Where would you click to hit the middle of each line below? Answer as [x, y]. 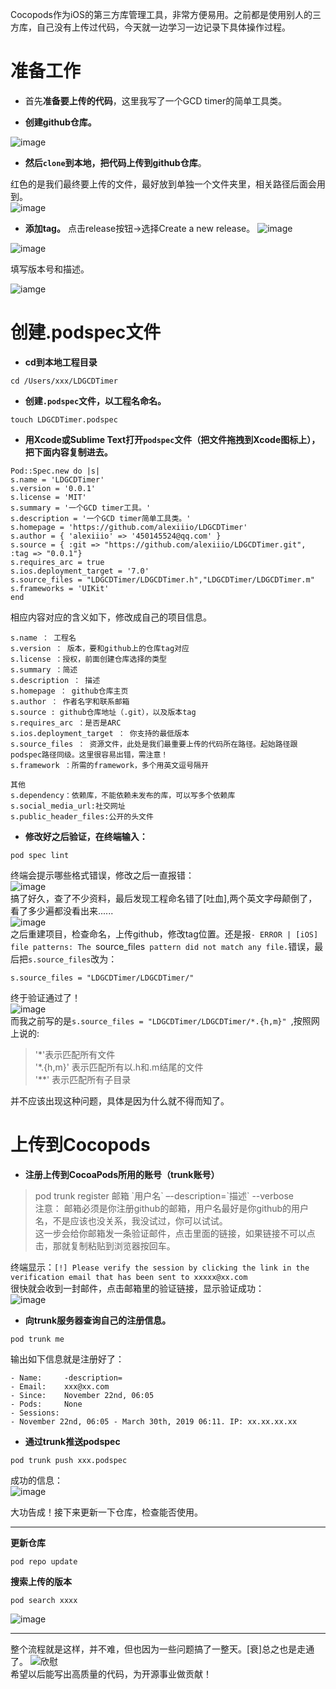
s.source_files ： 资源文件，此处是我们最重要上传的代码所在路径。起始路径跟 [154, 744]
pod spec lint [40, 855]
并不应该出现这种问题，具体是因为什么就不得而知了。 [120, 1100]
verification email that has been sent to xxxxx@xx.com [129, 1277]
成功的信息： [36, 1480]
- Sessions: [35, 1413]
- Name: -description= [66, 1378]
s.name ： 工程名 [43, 638]
